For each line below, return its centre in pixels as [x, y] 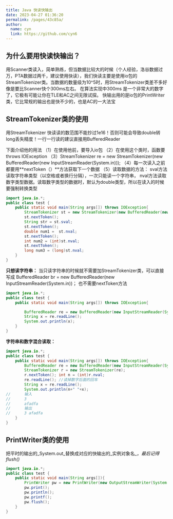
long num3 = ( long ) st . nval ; [54, 251]
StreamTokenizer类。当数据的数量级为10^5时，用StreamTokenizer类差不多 [84, 82]
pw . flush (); [37, 502]
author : [14, 24]
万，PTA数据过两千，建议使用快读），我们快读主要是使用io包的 [72, 75]
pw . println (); [39, 493]
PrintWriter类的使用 [37, 440]
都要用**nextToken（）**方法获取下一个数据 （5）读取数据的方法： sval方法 [86, 169]
